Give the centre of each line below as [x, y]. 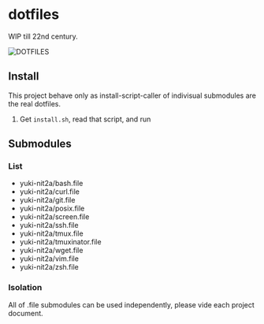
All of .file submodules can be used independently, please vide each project [131, 304]
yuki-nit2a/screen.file [54, 217]
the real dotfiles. [35, 103]
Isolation [25, 288]
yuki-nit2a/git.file [47, 200]
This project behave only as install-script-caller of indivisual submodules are [132, 95]
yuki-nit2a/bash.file [51, 184]
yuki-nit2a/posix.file [52, 209]
